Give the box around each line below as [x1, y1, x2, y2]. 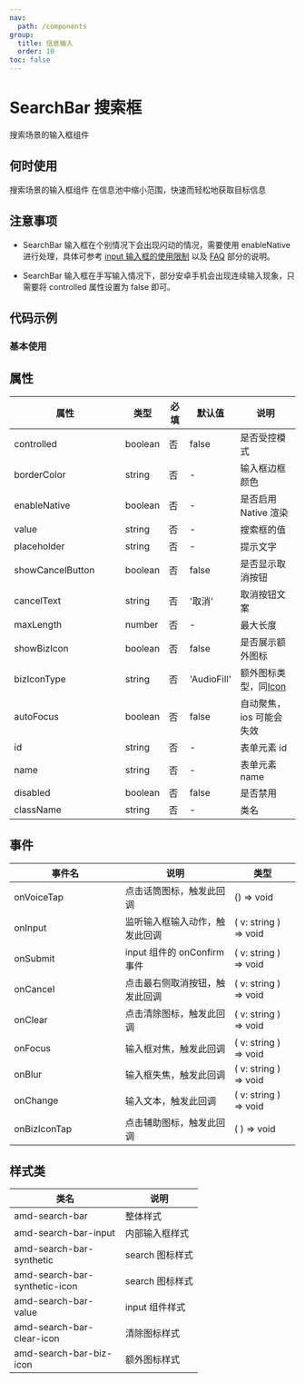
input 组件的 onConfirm [125, 946, 225, 959]
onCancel [14, 982, 55, 995]
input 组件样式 [125, 1301, 186, 1314]
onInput [14, 921, 47, 934]
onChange [14, 1094, 59, 1107]
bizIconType [14, 672, 66, 685]
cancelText [14, 594, 62, 607]
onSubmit [14, 951, 55, 964]
